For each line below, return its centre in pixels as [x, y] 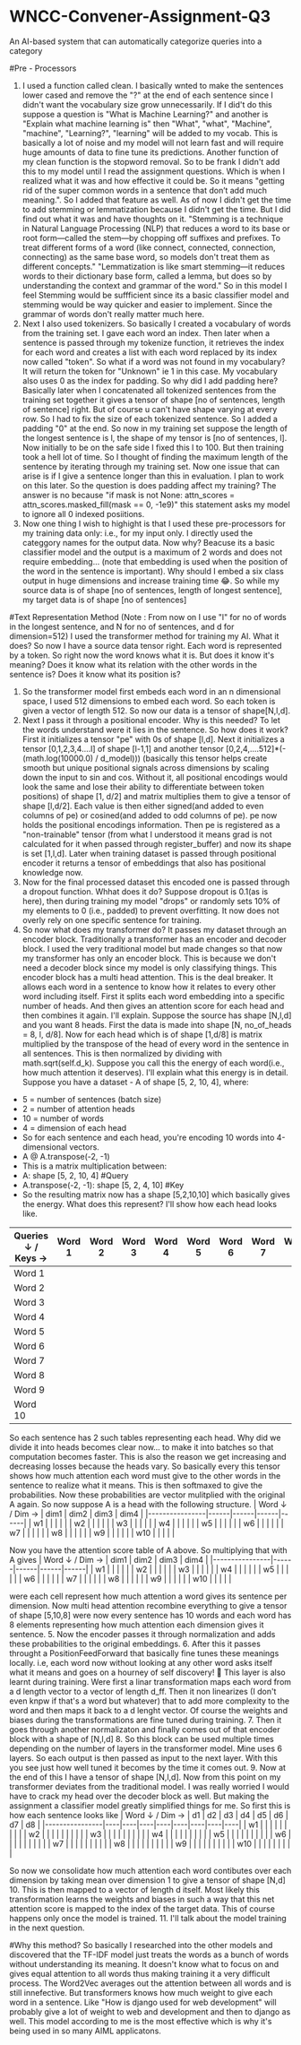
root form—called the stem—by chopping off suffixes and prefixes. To [151, 237]
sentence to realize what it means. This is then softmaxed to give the [136, 1485]
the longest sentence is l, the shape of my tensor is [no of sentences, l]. [155, 437]
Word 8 [29, 1375]
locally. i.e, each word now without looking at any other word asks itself [141, 1662]
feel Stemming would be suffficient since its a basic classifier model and [155, 295]
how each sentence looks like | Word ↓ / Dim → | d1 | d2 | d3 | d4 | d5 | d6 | [149, 1815]
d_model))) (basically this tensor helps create [184, 758]
